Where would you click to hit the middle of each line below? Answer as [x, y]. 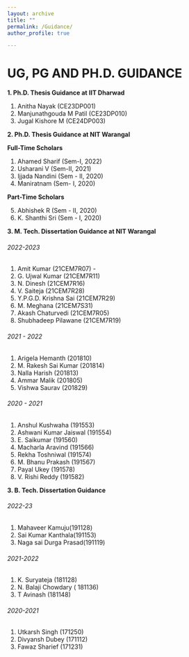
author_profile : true [39, 33]
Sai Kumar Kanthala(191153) [57, 535]
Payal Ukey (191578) [46, 469]
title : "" [22, 20]
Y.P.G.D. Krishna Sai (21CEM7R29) [66, 298]
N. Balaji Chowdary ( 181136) [58, 587]
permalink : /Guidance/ [40, 26]
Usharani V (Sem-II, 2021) [54, 169]
